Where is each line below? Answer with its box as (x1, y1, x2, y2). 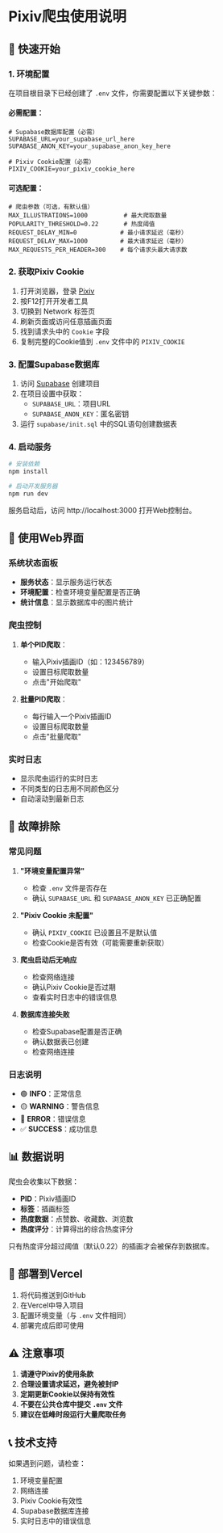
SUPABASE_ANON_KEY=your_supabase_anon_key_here (8, 142, 171, 150)
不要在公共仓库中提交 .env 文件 (19, 1400, 123, 1409)
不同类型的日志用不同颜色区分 (19, 783, 119, 793)
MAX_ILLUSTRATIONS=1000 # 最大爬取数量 (8, 212, 167, 220)
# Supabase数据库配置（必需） (8, 128, 99, 137)
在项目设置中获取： (19, 389, 85, 398)
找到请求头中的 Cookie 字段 (19, 326, 110, 336)
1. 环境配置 (8, 68, 50, 79)
